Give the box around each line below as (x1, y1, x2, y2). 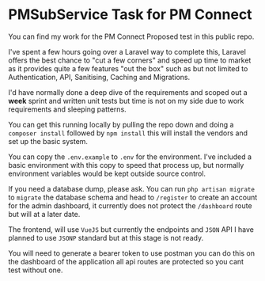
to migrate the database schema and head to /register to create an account (8, 192, 258, 202)
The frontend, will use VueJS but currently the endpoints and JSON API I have (8, 224, 255, 234)
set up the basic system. (8, 136, 89, 146)
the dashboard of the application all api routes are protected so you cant (8, 256, 244, 266)
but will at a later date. (8, 209, 81, 218)
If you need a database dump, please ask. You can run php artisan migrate (8, 184, 256, 193)
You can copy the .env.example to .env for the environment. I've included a (8, 152, 252, 161)
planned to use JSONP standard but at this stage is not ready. (8, 233, 204, 242)
